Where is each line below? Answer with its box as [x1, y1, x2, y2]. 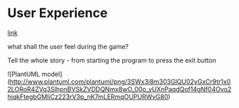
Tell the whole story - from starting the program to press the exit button [7, 55, 217, 65]
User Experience [7, 5, 108, 21]
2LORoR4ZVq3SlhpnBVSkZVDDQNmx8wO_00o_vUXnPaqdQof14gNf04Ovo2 [7, 85, 232, 93]
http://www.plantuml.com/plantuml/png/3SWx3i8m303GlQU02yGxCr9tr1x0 [9, 77, 231, 86]
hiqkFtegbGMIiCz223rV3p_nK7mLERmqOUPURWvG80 [7, 92, 169, 101]
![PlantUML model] [7, 70, 63, 78]
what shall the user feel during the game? [7, 42, 129, 50]
